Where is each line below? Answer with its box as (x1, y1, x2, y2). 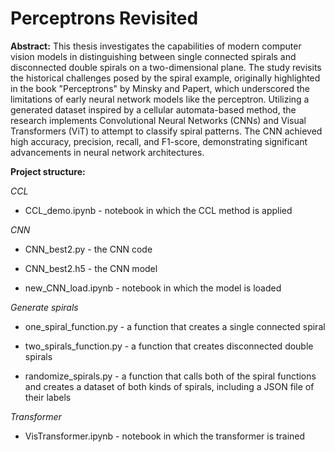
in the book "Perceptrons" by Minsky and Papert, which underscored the (10, 82, 310, 94)
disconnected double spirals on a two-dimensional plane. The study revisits (10, 61, 322, 73)
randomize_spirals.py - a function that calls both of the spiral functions (24, 370, 317, 382)
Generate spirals (10, 301, 79, 313)
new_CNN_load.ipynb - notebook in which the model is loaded (24, 282, 282, 294)
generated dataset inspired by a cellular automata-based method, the (10, 103, 297, 116)
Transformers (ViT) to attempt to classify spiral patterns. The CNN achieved (10, 125, 323, 137)
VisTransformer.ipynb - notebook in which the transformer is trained (24, 430, 306, 442)
